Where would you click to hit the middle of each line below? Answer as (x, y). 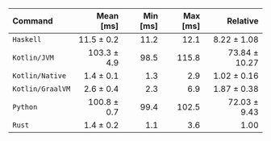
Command (33, 21)
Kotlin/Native (40, 76)
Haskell (27, 39)
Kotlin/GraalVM (42, 89)
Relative (243, 21)
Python (25, 107)
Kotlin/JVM (33, 58)
